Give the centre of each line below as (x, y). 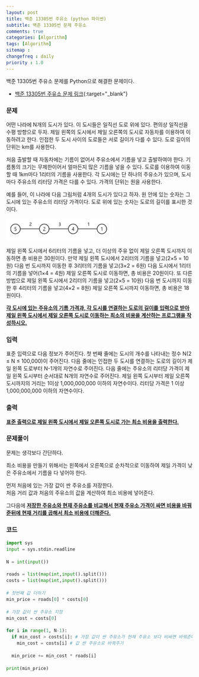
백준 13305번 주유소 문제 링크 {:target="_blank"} (71, 94)
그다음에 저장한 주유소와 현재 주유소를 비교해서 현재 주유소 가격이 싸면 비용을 (94, 505)
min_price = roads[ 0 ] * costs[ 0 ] (47, 599)
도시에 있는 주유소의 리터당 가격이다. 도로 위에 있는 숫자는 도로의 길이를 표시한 (96, 201)
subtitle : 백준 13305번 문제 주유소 (46, 25)
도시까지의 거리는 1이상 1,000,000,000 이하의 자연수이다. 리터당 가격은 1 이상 (95, 384)
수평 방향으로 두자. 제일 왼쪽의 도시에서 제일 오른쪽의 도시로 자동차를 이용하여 (95, 132)
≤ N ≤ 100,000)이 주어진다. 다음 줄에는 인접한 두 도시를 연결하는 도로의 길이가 (96, 361)
